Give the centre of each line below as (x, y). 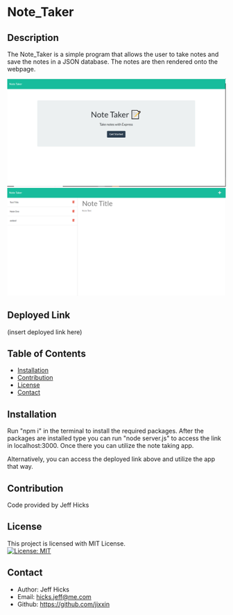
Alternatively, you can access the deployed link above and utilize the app (111, 459)
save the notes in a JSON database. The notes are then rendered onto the (113, 62)
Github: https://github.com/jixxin (63, 604)
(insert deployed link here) (45, 332)
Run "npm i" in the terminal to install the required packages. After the (106, 431)
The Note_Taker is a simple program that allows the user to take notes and (113, 54)
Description (33, 38)
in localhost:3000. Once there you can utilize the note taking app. (101, 446)
